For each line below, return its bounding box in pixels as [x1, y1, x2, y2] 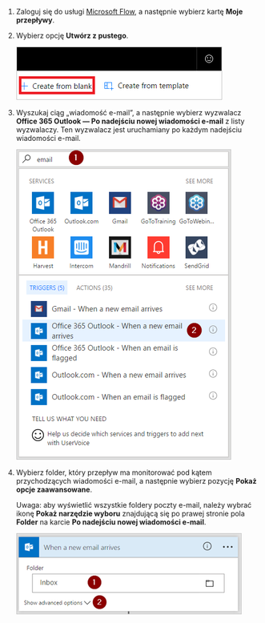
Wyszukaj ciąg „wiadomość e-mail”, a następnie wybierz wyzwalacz [15, 108, 242, 117]
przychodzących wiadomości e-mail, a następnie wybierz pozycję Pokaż [15, 476, 257, 485]
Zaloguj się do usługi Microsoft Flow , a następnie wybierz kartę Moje [15, 7, 243, 16]
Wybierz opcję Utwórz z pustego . [15, 31, 129, 40]
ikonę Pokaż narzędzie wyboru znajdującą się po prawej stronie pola [15, 508, 246, 518]
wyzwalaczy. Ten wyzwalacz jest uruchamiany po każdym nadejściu [15, 125, 243, 135]
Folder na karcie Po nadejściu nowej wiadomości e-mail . [15, 517, 207, 527]
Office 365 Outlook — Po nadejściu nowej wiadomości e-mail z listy [15, 116, 245, 126]
